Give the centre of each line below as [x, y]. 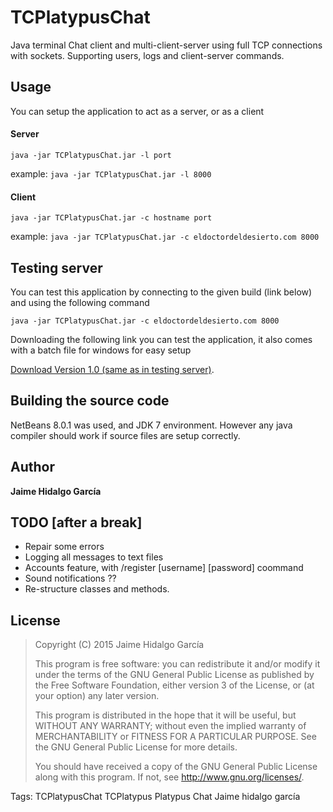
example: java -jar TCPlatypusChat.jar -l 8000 [111, 173]
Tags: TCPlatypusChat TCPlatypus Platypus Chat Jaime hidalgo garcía [155, 797]
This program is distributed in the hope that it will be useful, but [165, 715]
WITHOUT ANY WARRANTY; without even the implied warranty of [170, 726]
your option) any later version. [97, 696]
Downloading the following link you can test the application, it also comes [161, 339]
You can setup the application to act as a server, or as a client [137, 111]
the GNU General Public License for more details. [136, 747]
